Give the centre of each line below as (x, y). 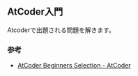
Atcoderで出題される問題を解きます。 (61, 30)
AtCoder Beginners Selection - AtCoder (74, 66)
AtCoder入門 (35, 12)
